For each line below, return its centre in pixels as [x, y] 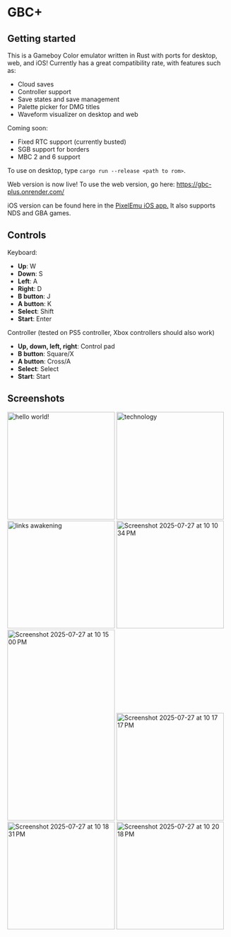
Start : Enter [34, 319]
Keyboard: [22, 252]
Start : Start [34, 376]
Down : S [30, 273]
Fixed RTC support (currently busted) [72, 142]
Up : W [27, 266]
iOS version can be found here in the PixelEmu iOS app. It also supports [111, 205]
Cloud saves [36, 84]
